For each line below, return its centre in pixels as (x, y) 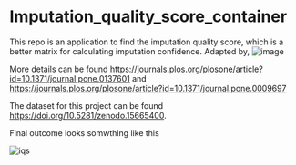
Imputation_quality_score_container (148, 17)
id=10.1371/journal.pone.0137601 (70, 78)
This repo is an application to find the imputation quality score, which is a (147, 42)
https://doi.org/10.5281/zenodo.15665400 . (88, 115)
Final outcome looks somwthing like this (84, 132)
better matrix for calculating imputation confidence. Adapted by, (130, 51)
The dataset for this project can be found (87, 105)
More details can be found (59, 69)
